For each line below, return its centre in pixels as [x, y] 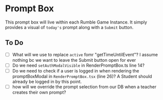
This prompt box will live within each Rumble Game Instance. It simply [76, 22]
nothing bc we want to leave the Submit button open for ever [74, 60]
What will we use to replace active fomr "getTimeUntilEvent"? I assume [85, 54]
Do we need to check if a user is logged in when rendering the [76, 71]
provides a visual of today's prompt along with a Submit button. [69, 27]
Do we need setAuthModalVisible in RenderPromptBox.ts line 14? [78, 65]
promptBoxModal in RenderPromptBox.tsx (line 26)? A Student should [82, 76]
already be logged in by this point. [47, 81]
